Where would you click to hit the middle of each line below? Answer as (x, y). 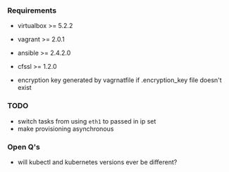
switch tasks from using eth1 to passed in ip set (87, 121)
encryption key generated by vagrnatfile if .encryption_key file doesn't (119, 80)
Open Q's (24, 147)
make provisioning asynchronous (66, 128)
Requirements (32, 11)
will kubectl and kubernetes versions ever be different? (97, 162)
